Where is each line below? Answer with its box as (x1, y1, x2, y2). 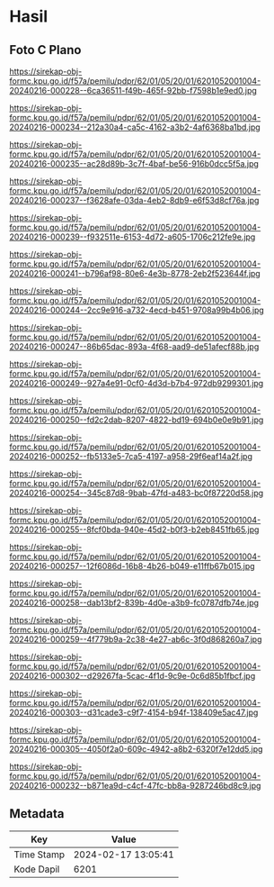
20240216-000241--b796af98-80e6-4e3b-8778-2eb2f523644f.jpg (9, 268, 261, 278)
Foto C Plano (9, 42, 82, 58)
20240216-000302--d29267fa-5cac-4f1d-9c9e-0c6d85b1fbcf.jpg (9, 671, 256, 681)
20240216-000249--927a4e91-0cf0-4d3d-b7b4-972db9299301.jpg (9, 378, 264, 388)
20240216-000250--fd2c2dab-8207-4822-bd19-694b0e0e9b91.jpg (9, 414, 264, 425)
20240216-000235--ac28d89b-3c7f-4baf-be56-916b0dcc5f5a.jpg (9, 158, 259, 168)
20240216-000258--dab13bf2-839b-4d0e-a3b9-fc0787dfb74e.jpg (9, 597, 259, 608)
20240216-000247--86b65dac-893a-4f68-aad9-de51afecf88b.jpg (9, 341, 260, 352)
